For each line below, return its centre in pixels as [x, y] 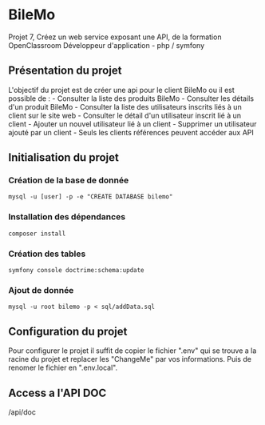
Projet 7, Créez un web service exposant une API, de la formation [115, 37]
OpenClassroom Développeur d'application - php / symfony [107, 45]
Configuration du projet [68, 331]
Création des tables [47, 254]
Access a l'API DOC [57, 393]
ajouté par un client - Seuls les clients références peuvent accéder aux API [131, 132]
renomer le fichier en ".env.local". [63, 368]
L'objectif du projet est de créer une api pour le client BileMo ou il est [122, 90]
